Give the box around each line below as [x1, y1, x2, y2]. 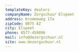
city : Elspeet [5, 26, 35, 31]
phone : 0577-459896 [5, 30, 46, 35]
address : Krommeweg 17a [5, 16, 55, 21]
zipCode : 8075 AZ [5, 21, 41, 26]
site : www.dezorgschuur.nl [5, 40, 61, 45]
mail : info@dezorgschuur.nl [5, 35, 64, 40]
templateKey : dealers [5, 7, 50, 12]
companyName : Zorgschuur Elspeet [5, 12, 75, 17]
